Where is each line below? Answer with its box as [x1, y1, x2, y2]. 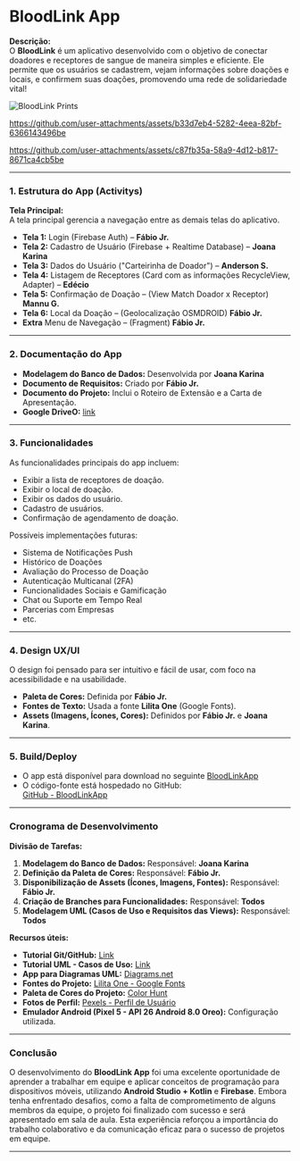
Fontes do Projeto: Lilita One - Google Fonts [21, 978, 186, 989]
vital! [9, 83, 28, 94]
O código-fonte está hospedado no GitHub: [21, 780, 182, 791]
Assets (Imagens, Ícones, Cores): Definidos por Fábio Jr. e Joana [21, 710, 268, 721]
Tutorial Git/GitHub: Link [21, 949, 114, 960]
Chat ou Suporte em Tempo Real [21, 594, 143, 605]
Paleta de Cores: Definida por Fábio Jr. [21, 691, 168, 702]
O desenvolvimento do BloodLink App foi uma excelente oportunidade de [9, 1067, 280, 1078]
